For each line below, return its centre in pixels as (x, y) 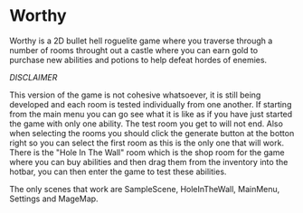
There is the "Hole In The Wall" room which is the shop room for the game (147, 152)
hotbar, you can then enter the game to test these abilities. (118, 171)
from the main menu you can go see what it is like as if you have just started (151, 114)
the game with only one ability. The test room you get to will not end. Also (146, 124)
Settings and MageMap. (54, 199)
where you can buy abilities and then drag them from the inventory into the (149, 162)
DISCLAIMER (33, 77)
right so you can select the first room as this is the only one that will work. (147, 143)
